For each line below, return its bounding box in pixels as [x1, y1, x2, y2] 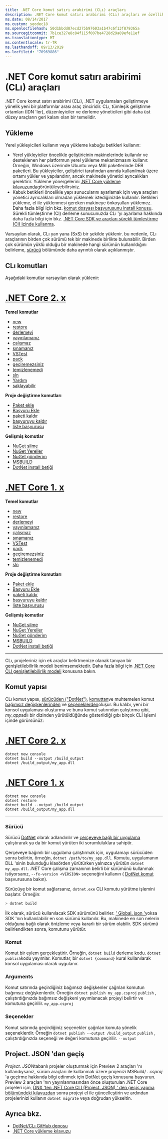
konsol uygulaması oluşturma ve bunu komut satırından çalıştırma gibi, [5, 706, 150, 713]
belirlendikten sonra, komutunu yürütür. [5, 926, 86, 932]
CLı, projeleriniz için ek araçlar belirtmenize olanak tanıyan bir [5, 657, 132, 663]
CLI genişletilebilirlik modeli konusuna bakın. [5, 668, 96, 674]
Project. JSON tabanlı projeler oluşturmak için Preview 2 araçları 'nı [5, 1063, 142, 1069]
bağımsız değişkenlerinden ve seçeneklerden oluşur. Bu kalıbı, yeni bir [5, 701, 149, 707]
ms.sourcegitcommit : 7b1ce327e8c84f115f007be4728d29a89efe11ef [5, 31, 140, 36]
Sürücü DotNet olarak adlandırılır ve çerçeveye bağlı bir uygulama [5, 834, 140, 840]
